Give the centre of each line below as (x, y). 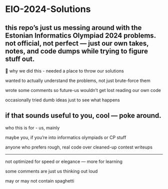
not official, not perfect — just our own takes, (77, 43)
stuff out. (20, 59)
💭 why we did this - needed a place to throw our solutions (64, 71)
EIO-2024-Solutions (48, 9)
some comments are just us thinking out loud (51, 171)
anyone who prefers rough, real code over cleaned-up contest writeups (79, 147)
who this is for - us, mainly (32, 127)
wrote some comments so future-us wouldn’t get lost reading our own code (83, 90)
